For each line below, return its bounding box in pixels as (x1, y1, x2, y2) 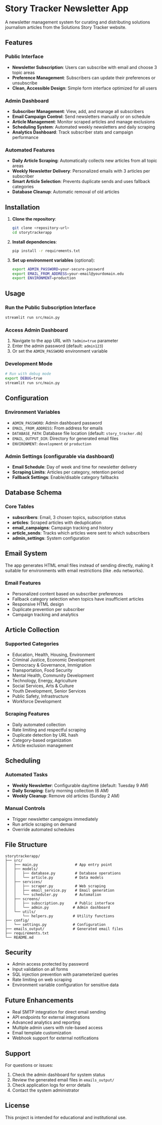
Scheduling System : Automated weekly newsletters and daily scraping (12, 124, 155, 130)
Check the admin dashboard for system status (12, 1072, 105, 1078)
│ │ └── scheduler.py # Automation (5, 892, 101, 897)
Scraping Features (5, 710, 50, 717)
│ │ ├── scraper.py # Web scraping (5, 883, 106, 888)
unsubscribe (12, 80, 38, 86)
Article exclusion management (12, 742, 73, 748)
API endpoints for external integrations (12, 1014, 90, 1020)
